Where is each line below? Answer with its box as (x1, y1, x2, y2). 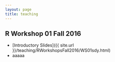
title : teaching (5, 12, 38, 16)
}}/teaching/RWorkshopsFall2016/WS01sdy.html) (12, 47, 111, 53)
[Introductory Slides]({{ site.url (12, 42, 74, 48)
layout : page (5, 7, 32, 12)
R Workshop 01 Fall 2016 (5, 30, 82, 38)
